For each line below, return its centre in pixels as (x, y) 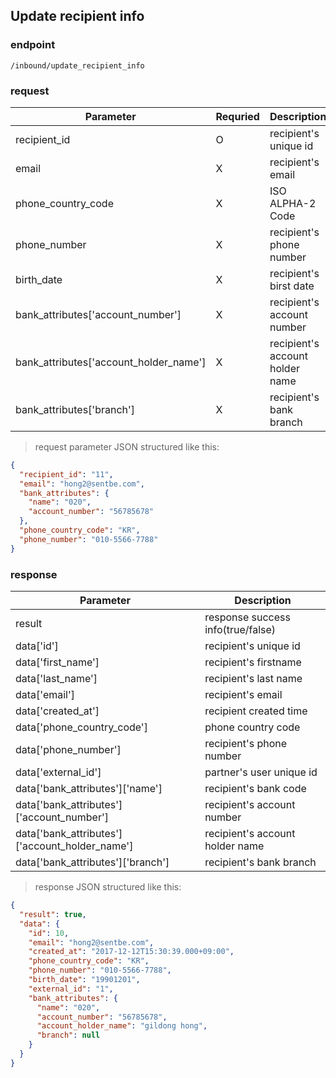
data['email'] (45, 695)
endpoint (33, 45)
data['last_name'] (56, 679)
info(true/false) (240, 630)
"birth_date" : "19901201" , (84, 980)
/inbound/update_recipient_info (77, 65)
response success (247, 617)
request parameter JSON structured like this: (127, 446)
